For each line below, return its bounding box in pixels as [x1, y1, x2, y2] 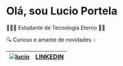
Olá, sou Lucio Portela [6, 4, 118, 18]
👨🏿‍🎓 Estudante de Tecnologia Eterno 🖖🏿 [6, 24, 106, 31]
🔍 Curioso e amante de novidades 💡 [6, 36, 97, 43]
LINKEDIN [35, 52, 64, 61]
